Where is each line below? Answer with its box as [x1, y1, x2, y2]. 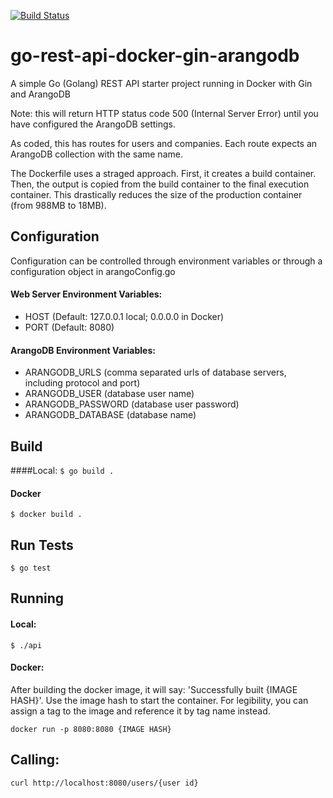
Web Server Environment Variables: [10, 288, 163, 300]
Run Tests [10, 536, 74, 554]
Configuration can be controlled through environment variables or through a [10, 255, 323, 267]
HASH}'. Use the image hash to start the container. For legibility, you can [10, 694, 309, 706]
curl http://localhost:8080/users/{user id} [10, 778, 199, 788]
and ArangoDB [10, 88, 71, 100]
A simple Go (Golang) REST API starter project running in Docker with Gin [10, 77, 313, 89]
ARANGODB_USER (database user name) [24, 388, 195, 400]
